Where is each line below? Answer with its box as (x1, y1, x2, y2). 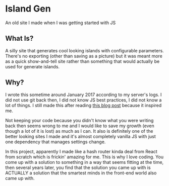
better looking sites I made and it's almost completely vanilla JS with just (5, 133, 156, 139)
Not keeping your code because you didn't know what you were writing (5, 117, 154, 123)
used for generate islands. (5, 63, 60, 69)
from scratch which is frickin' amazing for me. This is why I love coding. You (5, 154, 164, 160)
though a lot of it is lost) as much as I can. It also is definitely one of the (5, 128, 153, 134)
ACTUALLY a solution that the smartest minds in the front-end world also (5, 169, 157, 176)
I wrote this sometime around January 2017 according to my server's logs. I (5, 91, 162, 98)
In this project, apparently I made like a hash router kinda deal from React (5, 148, 157, 154)
